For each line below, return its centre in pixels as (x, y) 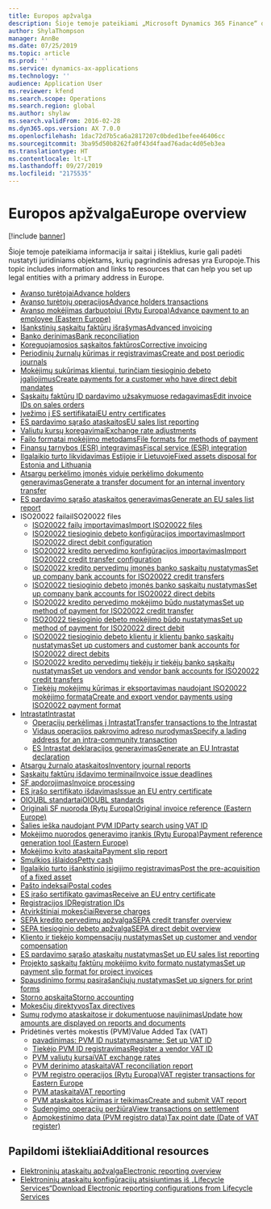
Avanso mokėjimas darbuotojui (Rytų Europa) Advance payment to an (135, 310)
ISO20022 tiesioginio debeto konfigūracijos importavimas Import (139, 533)
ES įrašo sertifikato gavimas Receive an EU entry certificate (118, 894)
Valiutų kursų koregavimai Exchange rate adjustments (108, 430)
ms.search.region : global (52, 106)
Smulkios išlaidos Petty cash (67, 859)
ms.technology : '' (39, 76)
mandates (37, 387)
